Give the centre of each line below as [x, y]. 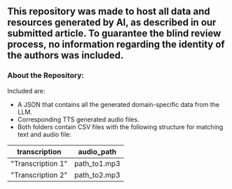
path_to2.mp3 [97, 175]
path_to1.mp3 [97, 163]
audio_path [97, 152]
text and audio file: [44, 134]
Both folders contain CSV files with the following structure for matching [120, 126]
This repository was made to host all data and [109, 12]
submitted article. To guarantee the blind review [114, 33]
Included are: [26, 91]
